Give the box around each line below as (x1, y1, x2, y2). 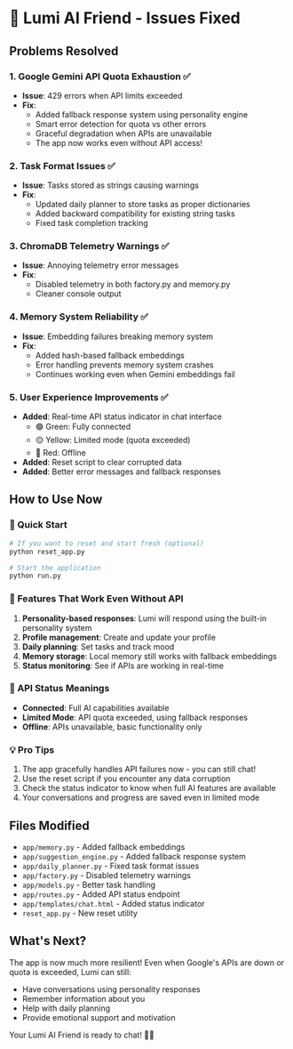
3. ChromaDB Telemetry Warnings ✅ (9, 240, 170, 253)
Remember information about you (21, 993, 146, 1004)
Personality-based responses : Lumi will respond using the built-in (21, 613, 267, 624)
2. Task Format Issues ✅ (9, 159, 115, 172)
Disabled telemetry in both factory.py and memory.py (35, 279, 231, 290)
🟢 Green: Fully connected (35, 422, 131, 432)
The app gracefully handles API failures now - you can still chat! (21, 764, 257, 775)
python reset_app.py (9, 547, 86, 556)
